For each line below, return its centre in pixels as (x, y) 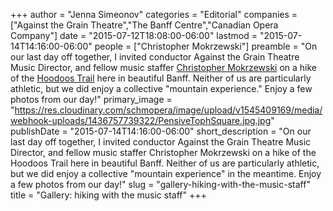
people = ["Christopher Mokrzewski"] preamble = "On (206, 46)
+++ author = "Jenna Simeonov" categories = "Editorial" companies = (154, 14)
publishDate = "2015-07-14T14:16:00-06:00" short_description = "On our (161, 131)
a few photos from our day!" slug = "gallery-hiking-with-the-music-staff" (160, 184)
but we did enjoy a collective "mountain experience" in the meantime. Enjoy (166, 173)
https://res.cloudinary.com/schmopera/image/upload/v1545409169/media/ (168, 110)
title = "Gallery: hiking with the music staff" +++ (108, 195)
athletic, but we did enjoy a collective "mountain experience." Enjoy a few (161, 88)
